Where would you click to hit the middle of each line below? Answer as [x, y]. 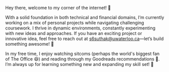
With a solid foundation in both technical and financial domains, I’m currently [85, 17]
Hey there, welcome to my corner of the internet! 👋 [58, 8]
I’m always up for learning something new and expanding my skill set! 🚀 [79, 64]
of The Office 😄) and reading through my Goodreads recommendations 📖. [82, 59]
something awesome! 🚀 [30, 44]
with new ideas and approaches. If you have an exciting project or [74, 33]
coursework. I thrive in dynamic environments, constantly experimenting [80, 28]
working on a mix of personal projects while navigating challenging [75, 23]
